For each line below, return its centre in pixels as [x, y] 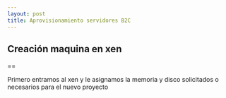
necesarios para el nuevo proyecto [58, 87]
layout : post [26, 14]
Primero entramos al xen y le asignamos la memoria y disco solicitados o [113, 80]
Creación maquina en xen [65, 49]
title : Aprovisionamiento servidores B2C [69, 20]
